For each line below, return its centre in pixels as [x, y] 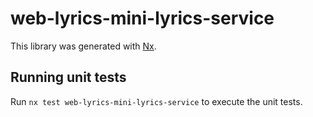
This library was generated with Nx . [83, 46]
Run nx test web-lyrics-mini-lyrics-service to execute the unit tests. [156, 101]
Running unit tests [68, 77]
